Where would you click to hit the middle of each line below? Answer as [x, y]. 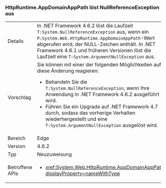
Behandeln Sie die [66, 82]
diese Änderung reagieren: [68, 71]
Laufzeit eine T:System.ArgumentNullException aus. [96, 57]
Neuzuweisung [54, 154]
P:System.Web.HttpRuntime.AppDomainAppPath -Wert [96, 38]
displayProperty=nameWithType [83, 174]
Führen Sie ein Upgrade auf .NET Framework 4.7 [102, 107]
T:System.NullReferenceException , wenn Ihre [97, 88]
